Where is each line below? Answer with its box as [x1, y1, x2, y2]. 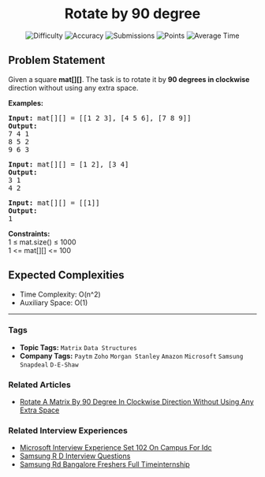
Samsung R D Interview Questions [19, 451, 131, 461]
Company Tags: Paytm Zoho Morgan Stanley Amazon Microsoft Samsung [19, 351, 244, 360]
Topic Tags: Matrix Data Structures [19, 342, 137, 352]
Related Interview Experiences [8, 425, 128, 436]
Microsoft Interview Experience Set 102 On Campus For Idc [19, 443, 212, 453]
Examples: [8, 98, 43, 107]
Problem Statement [8, 54, 106, 67]
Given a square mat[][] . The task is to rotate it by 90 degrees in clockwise [8, 74, 250, 84]
